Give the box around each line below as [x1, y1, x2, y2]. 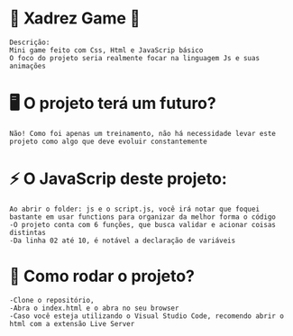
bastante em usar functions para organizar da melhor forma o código [9, 212, 277, 222]
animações [9, 61, 47, 70]
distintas [9, 228, 47, 237]
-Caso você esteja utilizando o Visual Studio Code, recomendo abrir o [9, 311, 284, 321]
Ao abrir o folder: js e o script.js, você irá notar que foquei [9, 204, 260, 213]
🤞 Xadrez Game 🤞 [9, 8, 142, 29]
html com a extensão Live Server [9, 319, 135, 328]
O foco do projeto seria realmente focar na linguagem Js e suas [9, 53, 260, 62]
